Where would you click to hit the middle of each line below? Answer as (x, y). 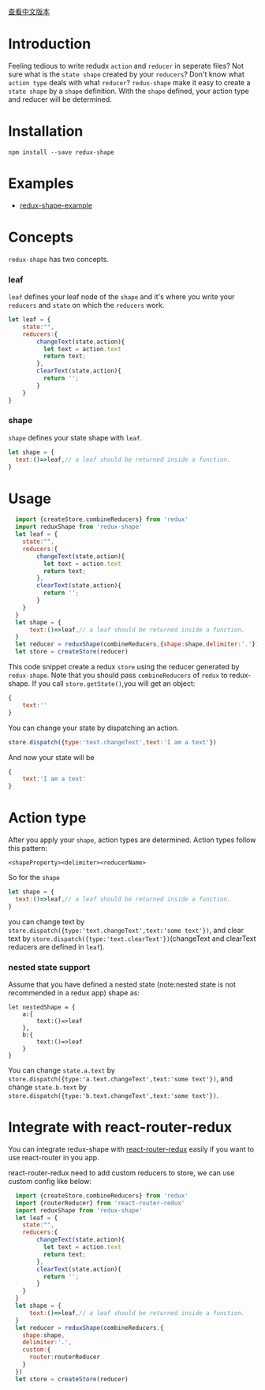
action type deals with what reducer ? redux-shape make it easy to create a (129, 82)
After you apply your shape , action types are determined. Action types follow (132, 840)
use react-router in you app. (54, 1157)
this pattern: (28, 849)
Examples (41, 184)
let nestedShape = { (42, 1008)
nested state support (49, 967)
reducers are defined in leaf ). (56, 946)
